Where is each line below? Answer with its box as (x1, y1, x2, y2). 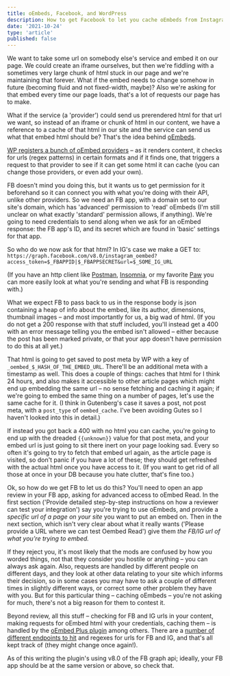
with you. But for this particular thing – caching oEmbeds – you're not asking (7, 591, 222, 599)
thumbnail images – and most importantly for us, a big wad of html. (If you (7, 313, 216, 322)
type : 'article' (7, 29, 53, 36)
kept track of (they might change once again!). (7, 641, 138, 649)
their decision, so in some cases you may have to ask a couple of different (7, 577, 217, 585)
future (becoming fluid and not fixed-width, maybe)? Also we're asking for (7, 83, 216, 92)
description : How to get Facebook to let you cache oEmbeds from (7, 16, 197, 23)
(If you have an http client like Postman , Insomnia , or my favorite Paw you (7, 271, 214, 279)
